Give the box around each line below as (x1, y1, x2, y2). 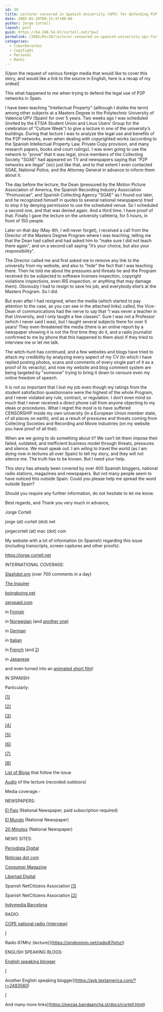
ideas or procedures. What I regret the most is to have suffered (5, 405, 131, 411)
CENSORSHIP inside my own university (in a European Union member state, (5, 410, 157, 416)
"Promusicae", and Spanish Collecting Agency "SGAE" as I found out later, (5, 192, 154, 198)
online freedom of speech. (5, 375, 58, 381)
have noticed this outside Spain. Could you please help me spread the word (5, 476, 156, 482)
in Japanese (5, 656, 30, 662)
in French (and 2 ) (5, 647, 40, 653)
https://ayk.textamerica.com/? (76, 977, 136, 983)
